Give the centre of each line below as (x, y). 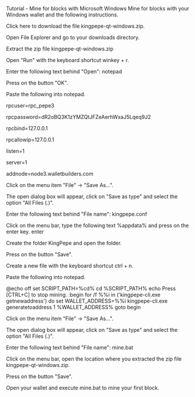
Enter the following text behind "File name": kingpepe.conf (77, 214)
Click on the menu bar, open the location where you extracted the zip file (94, 359)
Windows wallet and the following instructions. (62, 15)
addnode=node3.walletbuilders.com (50, 174)
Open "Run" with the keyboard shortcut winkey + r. (68, 60)
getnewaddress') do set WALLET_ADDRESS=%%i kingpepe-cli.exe (87, 301)
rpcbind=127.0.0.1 (27, 128)
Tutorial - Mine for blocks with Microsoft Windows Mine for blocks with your (98, 9)
